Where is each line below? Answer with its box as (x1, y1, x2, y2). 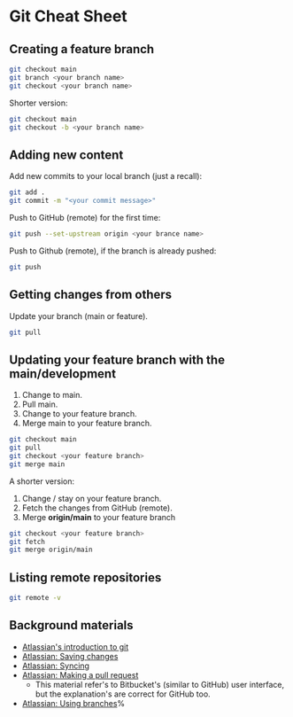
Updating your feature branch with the (9, 352, 226, 367)
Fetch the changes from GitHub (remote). (21, 503, 173, 513)
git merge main (9, 459, 66, 469)
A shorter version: (9, 476, 75, 487)
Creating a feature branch (9, 42, 155, 57)
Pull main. (21, 399, 58, 409)
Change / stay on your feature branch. (21, 493, 162, 503)
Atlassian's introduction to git (21, 641, 129, 652)
